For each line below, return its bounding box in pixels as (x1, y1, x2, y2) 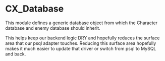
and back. (5, 51, 26, 57)
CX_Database (5, 3, 64, 15)
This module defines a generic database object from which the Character (5, 20, 158, 26)
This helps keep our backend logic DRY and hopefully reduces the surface (5, 35, 160, 41)
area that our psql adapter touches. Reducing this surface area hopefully (5, 40, 156, 46)
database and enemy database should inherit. (5, 25, 100, 31)
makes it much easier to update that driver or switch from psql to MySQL (5, 45, 156, 51)
